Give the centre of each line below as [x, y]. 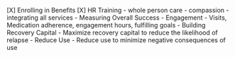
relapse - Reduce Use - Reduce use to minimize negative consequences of [116, 40]
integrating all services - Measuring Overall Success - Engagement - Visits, [117, 18]
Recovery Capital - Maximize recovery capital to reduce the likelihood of [112, 32]
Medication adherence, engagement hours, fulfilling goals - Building [106, 25]
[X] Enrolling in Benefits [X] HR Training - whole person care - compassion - [118, 10]
